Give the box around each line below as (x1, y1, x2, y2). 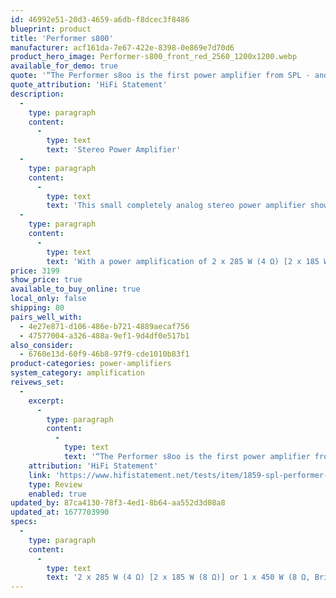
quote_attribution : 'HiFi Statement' (10, 80, 168, 90)
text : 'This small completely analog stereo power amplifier (46, 201, 307, 211)
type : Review (28, 479, 83, 490)
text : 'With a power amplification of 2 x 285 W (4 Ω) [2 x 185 (46, 256, 320, 266)
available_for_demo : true (10, 61, 118, 71)
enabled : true (28, 489, 87, 499)
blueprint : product (10, 24, 92, 34)
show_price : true (10, 275, 83, 285)
